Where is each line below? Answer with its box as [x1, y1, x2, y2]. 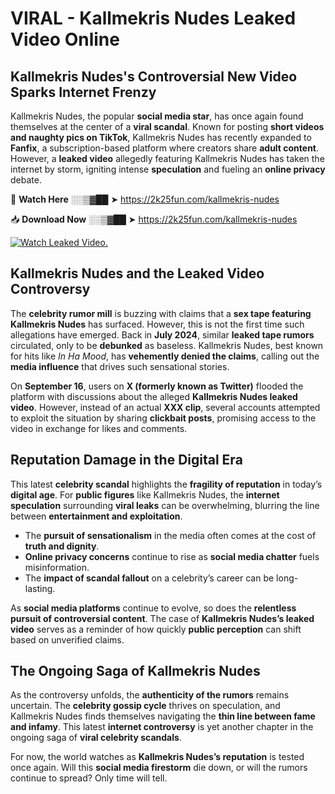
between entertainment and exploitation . [10, 510, 183, 522]
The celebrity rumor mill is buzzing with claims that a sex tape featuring [10, 307, 312, 319]
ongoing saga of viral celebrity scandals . [10, 732, 182, 744]
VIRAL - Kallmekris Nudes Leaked [10, 7, 297, 30]
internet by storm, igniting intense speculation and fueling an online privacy [10, 163, 326, 175]
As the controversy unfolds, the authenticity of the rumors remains [10, 689, 290, 701]
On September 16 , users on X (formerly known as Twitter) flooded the [10, 380, 304, 392]
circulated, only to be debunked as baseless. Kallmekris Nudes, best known [10, 339, 324, 351]
